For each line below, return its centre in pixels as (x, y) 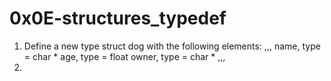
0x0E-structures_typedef (118, 18)
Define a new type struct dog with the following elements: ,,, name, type (172, 46)
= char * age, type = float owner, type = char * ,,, (124, 56)
